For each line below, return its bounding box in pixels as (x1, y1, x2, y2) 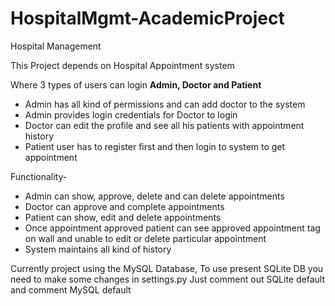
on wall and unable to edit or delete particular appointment (24, 232, 267, 244)
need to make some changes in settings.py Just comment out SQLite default (10, 273, 325, 285)
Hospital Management (10, 40, 102, 52)
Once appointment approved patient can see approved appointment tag (24, 222, 321, 234)
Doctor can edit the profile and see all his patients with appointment (24, 119, 305, 131)
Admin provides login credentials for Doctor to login (24, 108, 238, 121)
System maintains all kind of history (24, 243, 172, 255)
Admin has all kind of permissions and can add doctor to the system (24, 98, 306, 110)
